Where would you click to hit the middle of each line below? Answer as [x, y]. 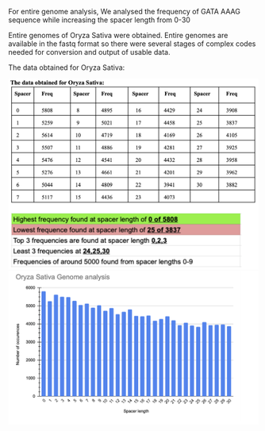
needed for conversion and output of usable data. [89, 52]
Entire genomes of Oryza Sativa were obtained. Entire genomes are [118, 35]
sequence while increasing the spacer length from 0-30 [99, 20]
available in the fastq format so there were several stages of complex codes [132, 44]
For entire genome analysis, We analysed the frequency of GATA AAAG [124, 12]
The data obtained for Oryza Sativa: [67, 67]
